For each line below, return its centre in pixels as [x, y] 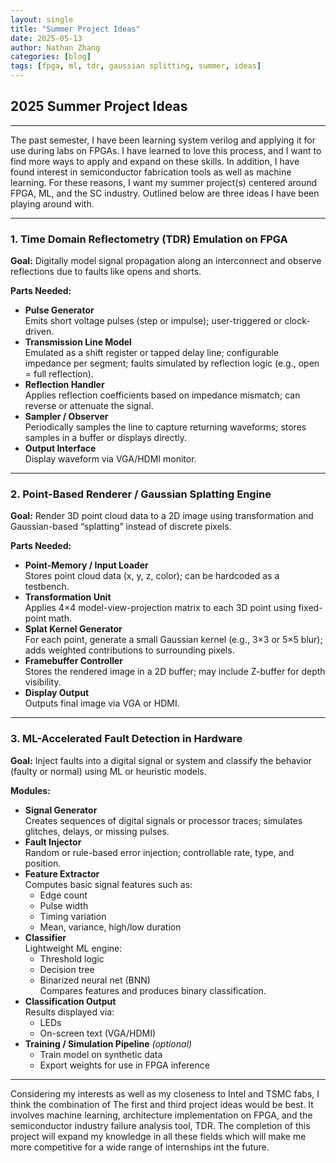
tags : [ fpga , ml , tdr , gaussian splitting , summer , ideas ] [136, 66]
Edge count [63, 895]
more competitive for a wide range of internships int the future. [140, 1147]
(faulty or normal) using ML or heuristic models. [108, 771]
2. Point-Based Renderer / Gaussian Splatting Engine [141, 494]
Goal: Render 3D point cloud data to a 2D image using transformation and [162, 516]
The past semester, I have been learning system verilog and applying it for [163, 140]
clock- [297, 321]
